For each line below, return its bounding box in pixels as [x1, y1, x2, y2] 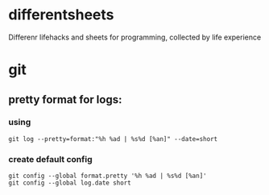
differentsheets [8, 6, 114, 24]
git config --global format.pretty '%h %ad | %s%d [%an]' [8, 172, 207, 180]
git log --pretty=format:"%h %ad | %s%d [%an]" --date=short [8, 135, 218, 143]
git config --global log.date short [8, 179, 131, 187]
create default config [8, 153, 93, 164]
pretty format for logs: [8, 93, 122, 106]
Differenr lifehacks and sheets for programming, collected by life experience [8, 32, 262, 42]
